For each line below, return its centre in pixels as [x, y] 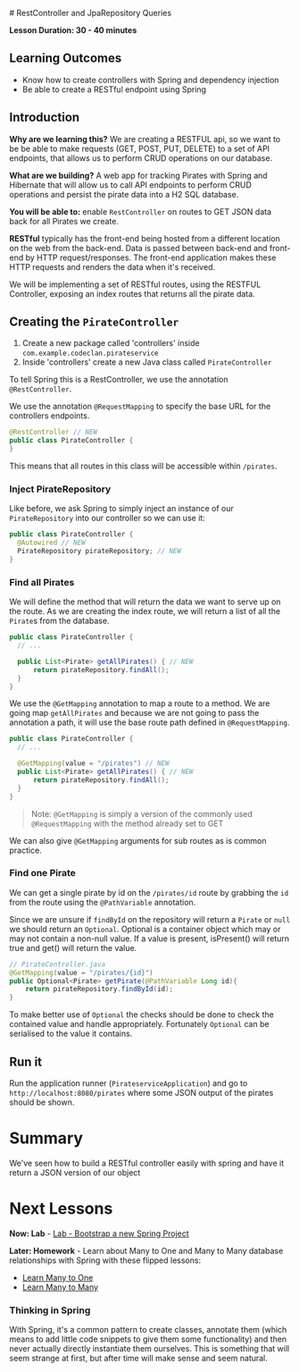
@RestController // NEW [54, 433]
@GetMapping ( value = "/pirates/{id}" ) [81, 972]
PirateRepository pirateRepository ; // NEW [99, 551]
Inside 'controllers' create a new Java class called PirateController [147, 362]
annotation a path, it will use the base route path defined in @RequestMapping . [149, 722]
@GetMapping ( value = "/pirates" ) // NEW [93, 763]
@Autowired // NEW [52, 543]
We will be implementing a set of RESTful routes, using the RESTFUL [135, 284]
